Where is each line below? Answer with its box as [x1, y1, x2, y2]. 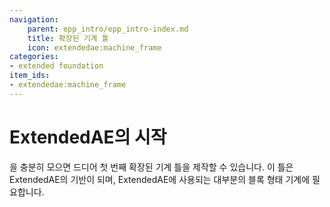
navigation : [9, 14, 59, 25]
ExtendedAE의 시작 [9, 126, 167, 148]
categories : [9, 52, 59, 62]
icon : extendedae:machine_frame [27, 42, 162, 53]
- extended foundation [9, 61, 104, 71]
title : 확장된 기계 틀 [27, 33, 109, 43]
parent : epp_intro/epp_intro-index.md [27, 24, 189, 34]
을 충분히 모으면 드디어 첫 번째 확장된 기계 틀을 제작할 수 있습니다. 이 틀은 [9, 161, 294, 173]
